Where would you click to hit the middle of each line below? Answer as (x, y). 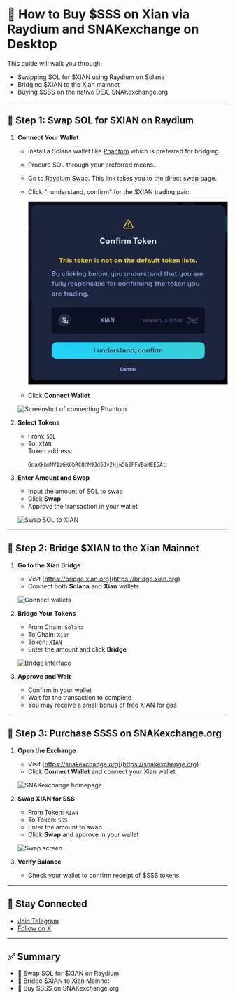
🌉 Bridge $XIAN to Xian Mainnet (63, 981)
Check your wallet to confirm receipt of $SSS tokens (104, 875)
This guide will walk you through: (55, 63)
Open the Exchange (47, 750)
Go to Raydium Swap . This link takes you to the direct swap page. (122, 178)
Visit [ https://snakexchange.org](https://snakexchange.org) (113, 764)
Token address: (50, 451)
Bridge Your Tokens (47, 613)
